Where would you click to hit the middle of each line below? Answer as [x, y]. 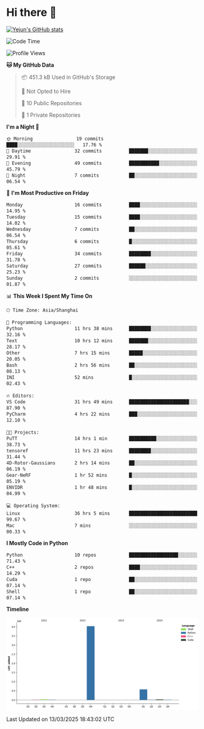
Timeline [18, 609]
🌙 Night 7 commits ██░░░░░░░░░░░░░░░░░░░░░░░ [102, 175]
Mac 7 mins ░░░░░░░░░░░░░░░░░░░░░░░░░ [102, 526]
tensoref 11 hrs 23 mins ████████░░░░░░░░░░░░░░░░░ [102, 451]
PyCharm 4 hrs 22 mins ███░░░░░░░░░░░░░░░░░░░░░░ [102, 414]
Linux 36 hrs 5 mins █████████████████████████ [102, 513]
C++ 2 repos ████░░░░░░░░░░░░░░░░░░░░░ [102, 567]
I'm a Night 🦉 [23, 126]
